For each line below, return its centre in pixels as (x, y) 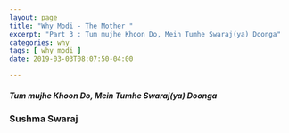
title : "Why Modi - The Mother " (71, 26)
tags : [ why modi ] (45, 51)
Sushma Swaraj (44, 119)
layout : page (33, 17)
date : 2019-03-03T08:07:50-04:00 (71, 59)
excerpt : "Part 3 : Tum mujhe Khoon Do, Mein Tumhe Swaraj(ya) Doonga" (145, 34)
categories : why (39, 42)
